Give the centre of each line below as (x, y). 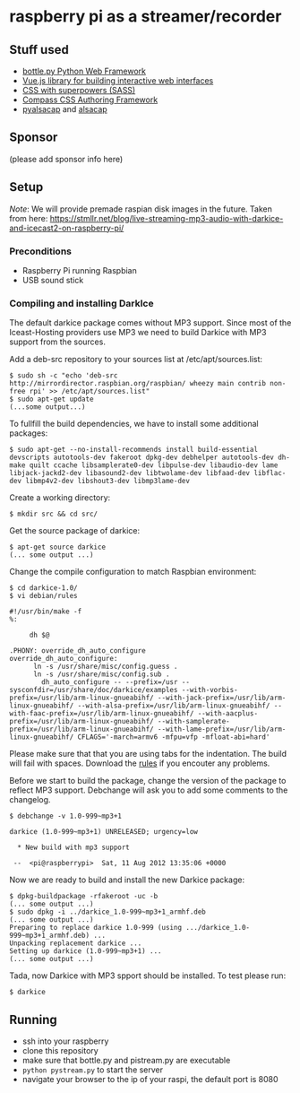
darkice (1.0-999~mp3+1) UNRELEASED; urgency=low (104, 832)
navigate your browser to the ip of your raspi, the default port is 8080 (150, 1080)
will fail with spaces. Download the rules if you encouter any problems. (140, 763)
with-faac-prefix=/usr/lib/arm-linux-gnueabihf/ (102, 714)
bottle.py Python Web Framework (84, 71)
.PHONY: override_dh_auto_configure (77, 651)
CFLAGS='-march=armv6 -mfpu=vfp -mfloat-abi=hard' (174, 737)
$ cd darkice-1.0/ (43, 588)
